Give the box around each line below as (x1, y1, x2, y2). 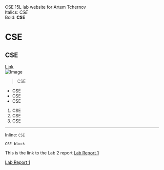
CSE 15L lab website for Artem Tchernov (5, 4, 86, 10)
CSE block (5, 141, 25, 146)
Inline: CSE (5, 132, 25, 138)
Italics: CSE (5, 9, 28, 15)
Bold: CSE (5, 15, 25, 20)
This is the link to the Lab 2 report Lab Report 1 (5, 150, 99, 155)
